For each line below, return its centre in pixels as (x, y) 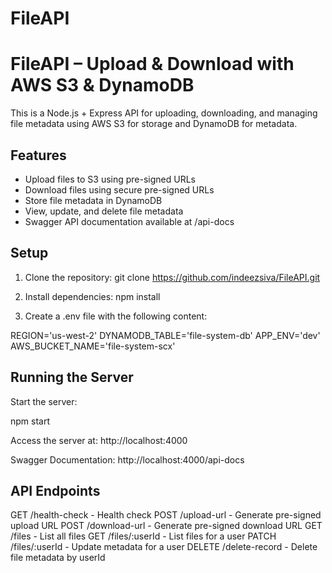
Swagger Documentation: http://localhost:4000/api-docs (127, 459)
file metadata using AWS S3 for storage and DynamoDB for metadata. (154, 124)
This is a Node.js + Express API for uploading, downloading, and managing (164, 113)
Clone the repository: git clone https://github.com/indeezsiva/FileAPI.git (172, 277)
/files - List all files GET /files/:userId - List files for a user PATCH (143, 536)
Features (38, 155)
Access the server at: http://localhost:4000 (99, 440)
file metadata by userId (58, 558)
